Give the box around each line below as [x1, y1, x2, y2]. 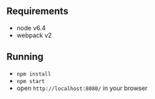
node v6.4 [16, 23, 46, 32]
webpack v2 [16, 31, 53, 39]
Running [6, 51, 44, 63]
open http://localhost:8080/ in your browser [16, 84, 148, 92]
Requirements [6, 5, 69, 17]
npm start [16, 78, 46, 85]
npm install [16, 70, 51, 78]
